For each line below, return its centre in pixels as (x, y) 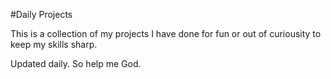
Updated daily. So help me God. (76, 63)
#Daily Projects (41, 14)
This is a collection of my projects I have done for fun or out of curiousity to (166, 33)
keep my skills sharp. (54, 44)
